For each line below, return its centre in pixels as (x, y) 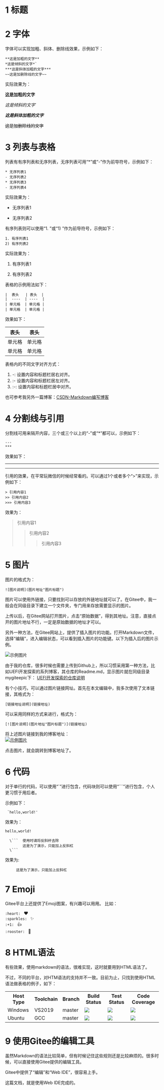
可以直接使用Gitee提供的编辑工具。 (49, 1062)
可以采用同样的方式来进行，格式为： (41, 714)
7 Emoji (20, 889)
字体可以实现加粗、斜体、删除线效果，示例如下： (54, 49)
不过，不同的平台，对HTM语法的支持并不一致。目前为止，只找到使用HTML (80, 977)
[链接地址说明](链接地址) (28, 704)
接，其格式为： (20, 694)
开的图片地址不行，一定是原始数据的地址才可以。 (54, 622)
